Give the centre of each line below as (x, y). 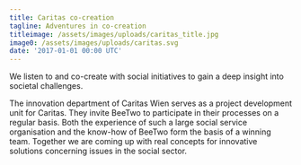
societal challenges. (46, 86)
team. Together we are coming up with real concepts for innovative (133, 142)
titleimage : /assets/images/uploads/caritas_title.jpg (114, 34)
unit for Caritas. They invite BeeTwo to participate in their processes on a (144, 113)
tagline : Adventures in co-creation (78, 26)
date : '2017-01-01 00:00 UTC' (66, 51)
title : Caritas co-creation (62, 17)
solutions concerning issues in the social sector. (98, 151)
